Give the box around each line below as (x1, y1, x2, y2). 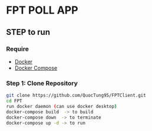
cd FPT (6, 98, 22, 104)
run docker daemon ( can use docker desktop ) (6, 103, 117, 109)
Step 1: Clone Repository (6, 79, 78, 87)
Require (6, 45, 29, 53)
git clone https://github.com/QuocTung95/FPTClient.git (6, 93, 146, 99)
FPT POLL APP (6, 4, 78, 17)
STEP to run (6, 27, 50, 37)
